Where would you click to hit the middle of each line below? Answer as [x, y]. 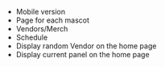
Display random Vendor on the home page [86, 46]
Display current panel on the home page [83, 54]
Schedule [32, 37]
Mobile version [41, 12]
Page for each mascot [53, 20]
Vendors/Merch [42, 29]
